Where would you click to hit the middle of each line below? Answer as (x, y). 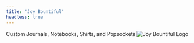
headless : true (25, 17)
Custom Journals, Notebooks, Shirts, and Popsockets (71, 34)
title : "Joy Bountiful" (35, 11)
